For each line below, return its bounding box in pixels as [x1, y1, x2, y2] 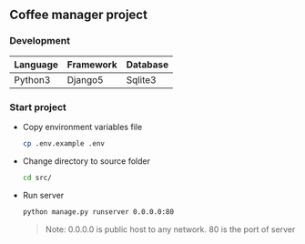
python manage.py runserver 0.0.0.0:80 [22, 207, 175, 217]
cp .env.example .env [22, 138, 105, 148]
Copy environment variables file [22, 121, 143, 132]
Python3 [14, 73, 51, 86]
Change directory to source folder [22, 155, 150, 167]
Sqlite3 [126, 73, 157, 86]
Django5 [66, 73, 104, 86]
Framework [66, 58, 118, 71]
